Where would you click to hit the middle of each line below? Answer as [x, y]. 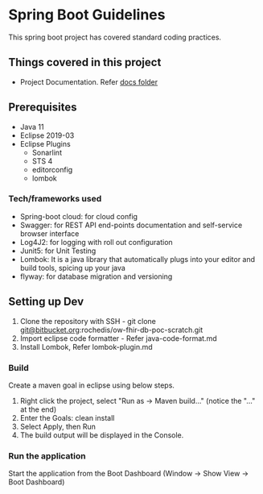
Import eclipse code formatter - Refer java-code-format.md [118, 338]
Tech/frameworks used [55, 199]
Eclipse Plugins [45, 143]
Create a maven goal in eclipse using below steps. [92, 385]
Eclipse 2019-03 [47, 135]
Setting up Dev [46, 302]
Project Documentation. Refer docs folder [89, 81]
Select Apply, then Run [58, 426]
